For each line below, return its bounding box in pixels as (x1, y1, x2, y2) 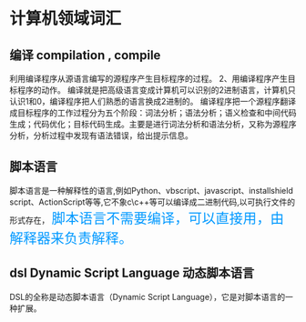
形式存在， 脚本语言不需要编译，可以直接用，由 (9, 210, 284, 226)
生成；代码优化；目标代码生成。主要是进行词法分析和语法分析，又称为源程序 (9, 119, 297, 129)
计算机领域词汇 (9, 8, 122, 29)
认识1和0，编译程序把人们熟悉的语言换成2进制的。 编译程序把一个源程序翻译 (9, 96, 296, 106)
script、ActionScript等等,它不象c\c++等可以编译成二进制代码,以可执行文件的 (9, 196, 296, 207)
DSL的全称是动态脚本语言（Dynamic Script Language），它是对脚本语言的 (9, 291, 286, 302)
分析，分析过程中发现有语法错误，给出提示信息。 (9, 130, 193, 141)
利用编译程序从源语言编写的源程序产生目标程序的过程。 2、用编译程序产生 (9, 74, 289, 84)
